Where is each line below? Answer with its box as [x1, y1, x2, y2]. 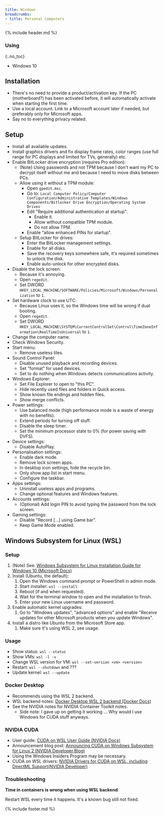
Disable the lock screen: [12, 266, 61, 272]
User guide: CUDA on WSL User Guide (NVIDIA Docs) [12, 737, 121, 743]
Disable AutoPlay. [19, 444, 55, 450]
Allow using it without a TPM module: [19, 180, 94, 186]
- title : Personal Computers [5, 16, 65, 21]
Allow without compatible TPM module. [34, 219, 114, 225]
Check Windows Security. [12, 339, 65, 345]
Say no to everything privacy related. [12, 116, 87, 122]
